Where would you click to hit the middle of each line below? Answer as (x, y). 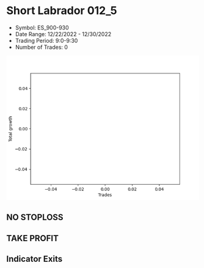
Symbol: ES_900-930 (42, 28)
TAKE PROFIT (33, 238)
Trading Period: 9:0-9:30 (46, 40)
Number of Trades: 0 (42, 47)
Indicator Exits (35, 259)
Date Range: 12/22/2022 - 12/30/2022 (63, 34)
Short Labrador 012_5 (62, 11)
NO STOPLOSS (35, 218)
